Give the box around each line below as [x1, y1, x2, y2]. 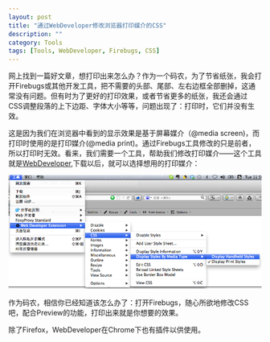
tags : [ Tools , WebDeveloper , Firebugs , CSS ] [8, 47, 160, 56]
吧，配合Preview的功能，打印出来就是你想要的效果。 [8, 307, 183, 317]
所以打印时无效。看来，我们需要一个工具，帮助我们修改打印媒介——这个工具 [8, 149, 262, 159]
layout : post [8, 13, 52, 21]
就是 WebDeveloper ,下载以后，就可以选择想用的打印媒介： [8, 159, 200, 168]
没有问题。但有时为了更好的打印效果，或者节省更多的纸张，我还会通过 [14, 91, 247, 101]
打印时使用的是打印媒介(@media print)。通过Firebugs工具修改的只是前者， [8, 138, 256, 148]
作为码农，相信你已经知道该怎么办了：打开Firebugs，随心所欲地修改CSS [8, 298, 249, 307]
